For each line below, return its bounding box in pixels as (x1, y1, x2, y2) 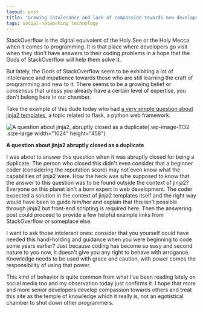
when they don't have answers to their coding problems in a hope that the (6, 50, 190, 57)
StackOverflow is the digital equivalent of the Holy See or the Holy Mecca (6, 37, 190, 44)
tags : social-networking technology (6, 20, 98, 26)
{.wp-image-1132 (147, 124, 190, 131)
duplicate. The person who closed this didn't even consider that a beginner (6, 160, 193, 167)
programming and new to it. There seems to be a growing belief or (6, 81, 172, 88)
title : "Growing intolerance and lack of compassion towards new (6, 15, 174, 21)
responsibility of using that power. (6, 262, 91, 269)
